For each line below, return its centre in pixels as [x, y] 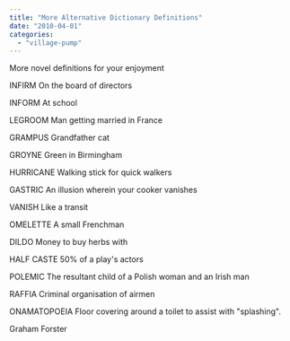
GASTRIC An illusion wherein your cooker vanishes [103, 190]
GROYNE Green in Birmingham [66, 155]
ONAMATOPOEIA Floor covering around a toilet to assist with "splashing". [145, 311]
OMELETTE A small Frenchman [67, 224]
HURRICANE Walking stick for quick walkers [91, 172]
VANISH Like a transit [48, 207]
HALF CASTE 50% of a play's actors [76, 259]
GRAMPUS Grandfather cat [60, 138]
